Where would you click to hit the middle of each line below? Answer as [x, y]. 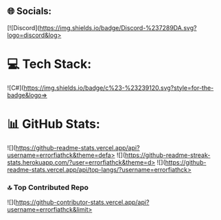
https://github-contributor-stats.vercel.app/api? [82, 202]
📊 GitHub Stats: [54, 124]
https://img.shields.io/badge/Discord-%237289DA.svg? [118, 27]
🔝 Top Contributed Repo [48, 187]
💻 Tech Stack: [49, 64]
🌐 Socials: [30, 11]
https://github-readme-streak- [167, 155]
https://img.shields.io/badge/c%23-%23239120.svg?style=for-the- [119, 88]
